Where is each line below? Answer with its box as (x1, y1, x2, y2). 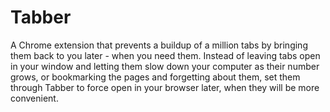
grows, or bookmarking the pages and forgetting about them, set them (10, 71, 301, 83)
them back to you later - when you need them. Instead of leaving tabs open (10, 49, 321, 61)
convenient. (10, 92, 59, 104)
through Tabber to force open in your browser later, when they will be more (10, 81, 320, 93)
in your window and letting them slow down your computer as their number (10, 60, 320, 72)
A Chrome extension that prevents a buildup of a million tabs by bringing (10, 39, 308, 51)
